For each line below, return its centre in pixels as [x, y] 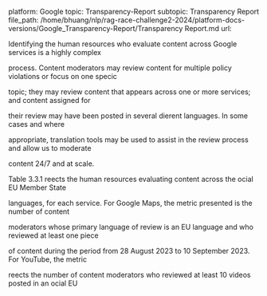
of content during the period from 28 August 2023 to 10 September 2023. [129, 251]
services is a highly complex [55, 52]
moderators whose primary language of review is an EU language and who [131, 227]
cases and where [37, 124]
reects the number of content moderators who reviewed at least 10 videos [130, 275]
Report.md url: [208, 28]
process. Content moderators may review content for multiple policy [120, 68]
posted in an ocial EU [43, 283]
